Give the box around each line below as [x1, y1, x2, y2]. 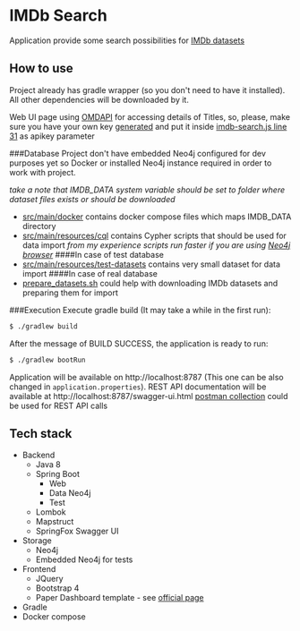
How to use [9, 61, 73, 76]
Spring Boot [35, 469, 81, 480]
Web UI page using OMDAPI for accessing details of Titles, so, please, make [9, 111, 291, 122]
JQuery [35, 574, 64, 584]
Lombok [35, 507, 66, 517]
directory [21, 220, 56, 231]
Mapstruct [35, 516, 74, 527]
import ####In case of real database [21, 268, 159, 278]
